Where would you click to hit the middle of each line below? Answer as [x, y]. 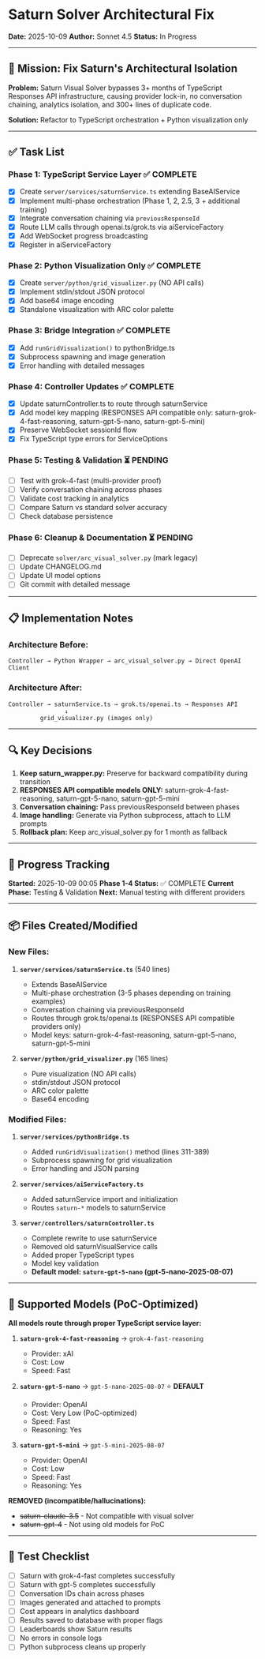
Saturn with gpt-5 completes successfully [88, 1584]
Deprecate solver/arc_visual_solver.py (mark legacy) [109, 557]
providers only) [56, 1026]
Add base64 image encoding [67, 301]
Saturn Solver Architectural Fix [112, 15]
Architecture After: [45, 688]
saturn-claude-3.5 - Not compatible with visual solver [107, 1516]
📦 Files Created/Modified [73, 925]
